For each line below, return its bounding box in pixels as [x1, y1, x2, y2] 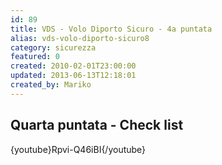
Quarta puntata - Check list [10, 117, 184, 134]
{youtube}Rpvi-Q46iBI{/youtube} [10, 143, 147, 155]
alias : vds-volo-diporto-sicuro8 [10, 33, 150, 43]
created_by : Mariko [10, 80, 92, 90]
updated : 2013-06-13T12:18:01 [10, 71, 137, 81]
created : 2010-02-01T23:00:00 [10, 61, 137, 71]
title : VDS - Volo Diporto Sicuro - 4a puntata [10, 24, 213, 34]
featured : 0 [10, 52, 60, 62]
